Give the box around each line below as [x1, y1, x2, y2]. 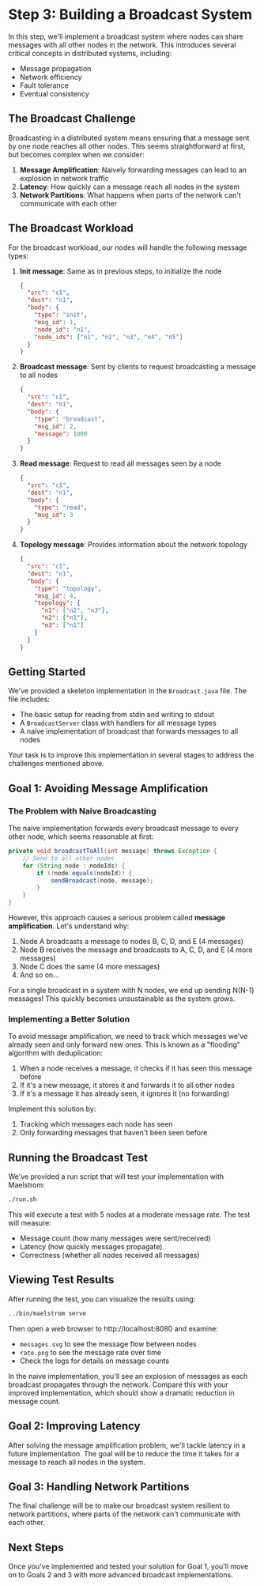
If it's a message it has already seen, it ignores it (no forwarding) [19, 1089, 230, 1098]
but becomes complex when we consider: [8, 149, 145, 159]
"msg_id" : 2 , [34, 422, 77, 430]
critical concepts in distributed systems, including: [8, 48, 172, 58]
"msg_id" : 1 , [34, 318, 77, 326]
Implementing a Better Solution [8, 1014, 130, 1025]
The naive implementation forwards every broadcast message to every [8, 824, 239, 833]
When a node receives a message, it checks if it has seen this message [19, 1063, 253, 1073]
